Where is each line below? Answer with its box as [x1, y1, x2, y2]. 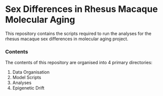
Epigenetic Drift [12, 85, 45, 91]
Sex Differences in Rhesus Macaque [5, 3, 158, 15]
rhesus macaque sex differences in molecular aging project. [5, 36, 129, 42]
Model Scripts [12, 75, 41, 81]
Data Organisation [12, 69, 50, 75]
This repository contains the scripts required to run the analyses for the [5, 30, 152, 36]
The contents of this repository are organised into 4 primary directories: [5, 60, 153, 66]
